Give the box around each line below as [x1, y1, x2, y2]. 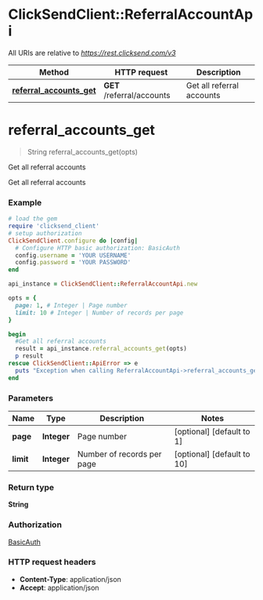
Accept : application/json [19, 583, 99, 592]
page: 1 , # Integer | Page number [15, 301, 128, 309]
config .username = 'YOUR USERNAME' [15, 251, 131, 260]
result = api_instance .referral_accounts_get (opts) [15, 345, 188, 353]
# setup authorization [8, 229, 82, 237]
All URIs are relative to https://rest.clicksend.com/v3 [8, 48, 176, 57]
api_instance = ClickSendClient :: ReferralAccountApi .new [8, 280, 198, 288]
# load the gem [8, 215, 58, 223]
